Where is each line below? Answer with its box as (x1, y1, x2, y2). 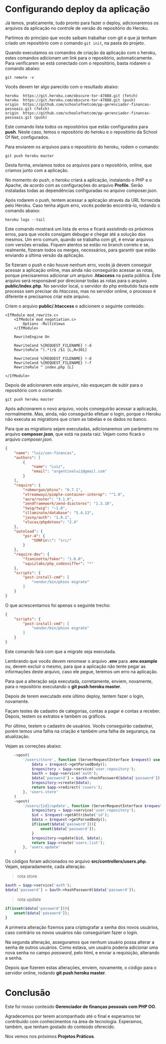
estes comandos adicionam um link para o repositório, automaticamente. (5, 55, 153, 60)
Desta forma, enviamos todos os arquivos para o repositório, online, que (5, 162, 152, 168)
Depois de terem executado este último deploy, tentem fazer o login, (5, 693, 145, 699)
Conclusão (5, 987, 50, 998)
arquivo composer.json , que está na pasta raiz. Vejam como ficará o (5, 431, 145, 437)
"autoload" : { (14, 529, 43, 534)
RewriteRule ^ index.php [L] (14, 364, 74, 370)
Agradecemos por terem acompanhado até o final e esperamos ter (5, 1013, 141, 1019)
